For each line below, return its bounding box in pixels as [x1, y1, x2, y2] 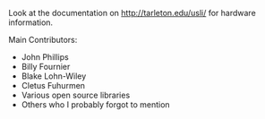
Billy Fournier [21, 62, 71, 72]
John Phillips [21, 52, 69, 62]
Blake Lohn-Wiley [21, 71, 87, 81]
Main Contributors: [8, 35, 78, 45]
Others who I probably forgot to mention [21, 99, 171, 110]
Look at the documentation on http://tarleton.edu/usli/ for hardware [8, 8, 256, 18]
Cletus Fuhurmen [21, 81, 86, 90]
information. [8, 17, 54, 28]
